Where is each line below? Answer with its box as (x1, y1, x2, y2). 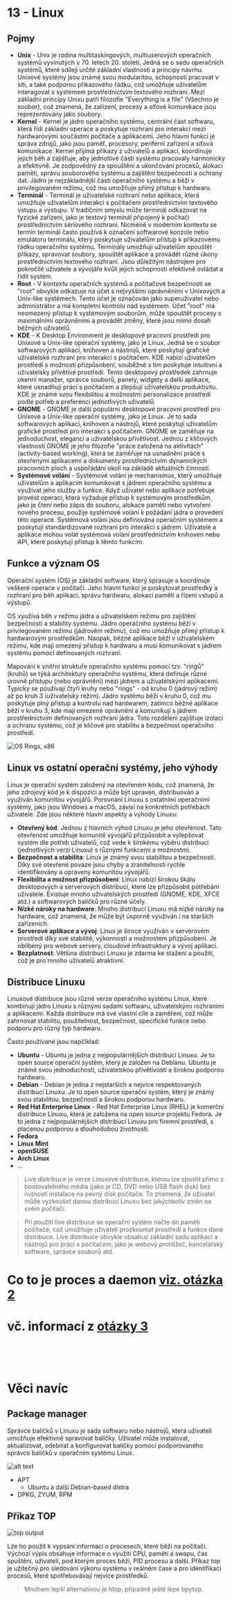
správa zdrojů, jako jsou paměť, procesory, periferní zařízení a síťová (17, 140, 213, 147)
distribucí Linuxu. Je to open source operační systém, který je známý (17, 1088, 215, 1096)
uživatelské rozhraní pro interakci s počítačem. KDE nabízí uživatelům (17, 353, 216, 362)
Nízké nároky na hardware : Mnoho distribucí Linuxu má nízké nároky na (17, 904, 224, 913)
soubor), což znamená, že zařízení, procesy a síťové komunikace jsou (17, 103, 217, 110)
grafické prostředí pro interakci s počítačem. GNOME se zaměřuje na (17, 427, 214, 435)
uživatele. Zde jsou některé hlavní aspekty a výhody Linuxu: (7, 810, 178, 818)
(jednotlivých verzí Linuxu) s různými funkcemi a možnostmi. (17, 845, 191, 854)
